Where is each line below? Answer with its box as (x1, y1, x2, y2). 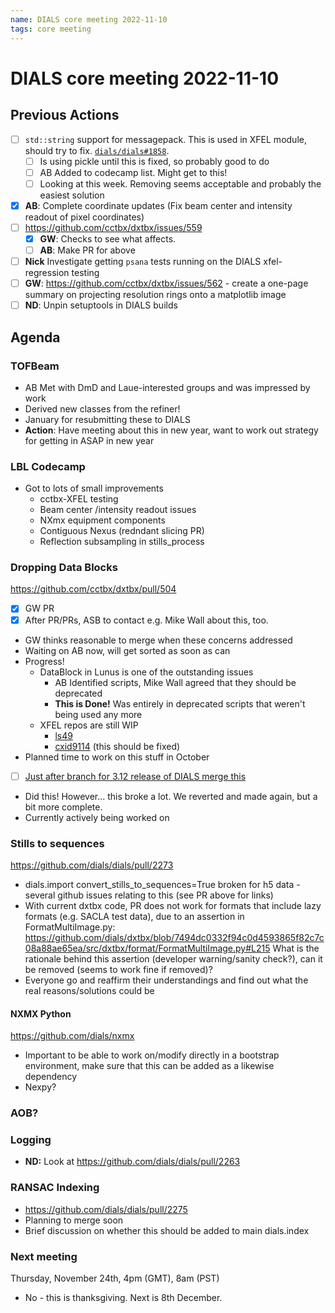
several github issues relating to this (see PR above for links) (24, 889, 274, 901)
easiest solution (39, 189, 105, 201)
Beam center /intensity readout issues (39, 504, 197, 516)
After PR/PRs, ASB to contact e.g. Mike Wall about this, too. (24, 614, 269, 626)
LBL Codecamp (10, 459, 86, 473)
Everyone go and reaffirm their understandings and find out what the (24, 974, 309, 986)
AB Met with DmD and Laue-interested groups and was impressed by (24, 381, 311, 393)
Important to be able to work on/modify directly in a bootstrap (24, 1049, 280, 1061)
